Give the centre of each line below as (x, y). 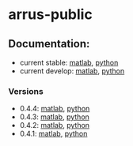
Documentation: (49, 44)
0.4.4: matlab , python (55, 109)
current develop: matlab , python (72, 71)
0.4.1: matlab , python (53, 134)
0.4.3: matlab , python (54, 117)
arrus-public (50, 15)
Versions (26, 91)
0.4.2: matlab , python (54, 125)
